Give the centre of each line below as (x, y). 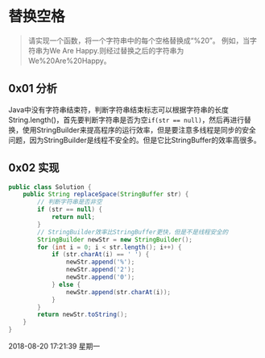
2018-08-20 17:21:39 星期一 (54, 346)
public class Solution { (50, 187)
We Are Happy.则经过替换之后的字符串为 (117, 50)
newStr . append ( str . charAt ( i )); (118, 292)
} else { (66, 284)
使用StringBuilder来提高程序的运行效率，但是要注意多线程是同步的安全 (139, 129)
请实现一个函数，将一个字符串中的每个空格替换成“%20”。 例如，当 (139, 40)
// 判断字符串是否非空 (70, 202)
